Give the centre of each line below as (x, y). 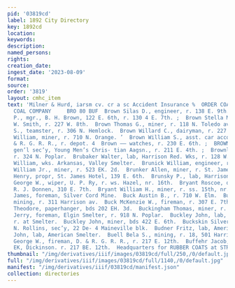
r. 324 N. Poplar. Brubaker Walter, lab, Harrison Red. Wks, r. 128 (117, 157)
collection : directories (43, 273)
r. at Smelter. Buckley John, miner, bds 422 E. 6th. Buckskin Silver (122, 222)
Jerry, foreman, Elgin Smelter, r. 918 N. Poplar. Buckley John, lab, (120, 215)
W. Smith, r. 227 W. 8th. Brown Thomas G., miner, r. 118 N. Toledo (117, 124)
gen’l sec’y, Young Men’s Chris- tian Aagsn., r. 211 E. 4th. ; (109, 150)
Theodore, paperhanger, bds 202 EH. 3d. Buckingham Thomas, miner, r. (120, 209)
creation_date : (29, 66)
